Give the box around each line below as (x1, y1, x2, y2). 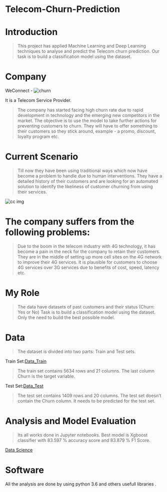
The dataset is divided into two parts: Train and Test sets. (17, 348, 136, 354)
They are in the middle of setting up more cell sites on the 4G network (17, 253, 162, 259)
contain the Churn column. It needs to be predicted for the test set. (17, 397, 155, 403)
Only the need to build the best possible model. (17, 314, 115, 320)
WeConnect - (5, 87, 33, 93)
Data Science (5, 446, 33, 453)
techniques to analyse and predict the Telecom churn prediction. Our (17, 48, 160, 54)
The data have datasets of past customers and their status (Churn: (17, 303, 155, 309)
